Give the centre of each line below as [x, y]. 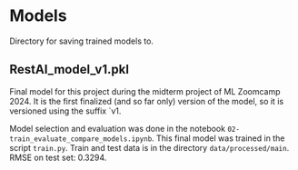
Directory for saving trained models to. [82, 41]
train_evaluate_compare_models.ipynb [81, 139]
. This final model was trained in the [218, 138]
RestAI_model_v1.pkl [70, 70]
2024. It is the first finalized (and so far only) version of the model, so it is [147, 101]
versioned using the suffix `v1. [65, 111]
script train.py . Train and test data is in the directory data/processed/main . [149, 147]
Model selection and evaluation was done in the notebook [117, 128]
